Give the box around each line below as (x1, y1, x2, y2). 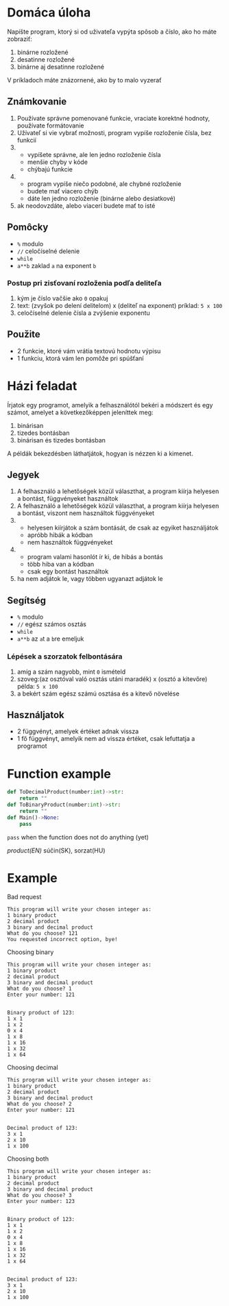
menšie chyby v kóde (27, 158, 88, 166)
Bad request (7, 893, 42, 901)
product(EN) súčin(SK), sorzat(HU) (7, 846, 106, 855)
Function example (7, 766, 111, 781)
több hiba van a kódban (27, 560, 95, 569)
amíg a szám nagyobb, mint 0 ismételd (16, 667, 125, 676)
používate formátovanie (16, 121, 84, 130)
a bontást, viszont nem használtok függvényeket (16, 509, 155, 517)
